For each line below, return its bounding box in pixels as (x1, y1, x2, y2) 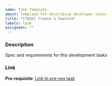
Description (5, 41, 34, 48)
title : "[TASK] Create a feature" (5, 16, 76, 21)
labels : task (5, 20, 32, 26)
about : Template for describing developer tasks (5, 12, 107, 17)
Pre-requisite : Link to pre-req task (5, 75, 75, 81)
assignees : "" (5, 25, 34, 30)
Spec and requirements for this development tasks (5, 52, 108, 58)
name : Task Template (5, 7, 48, 12)
